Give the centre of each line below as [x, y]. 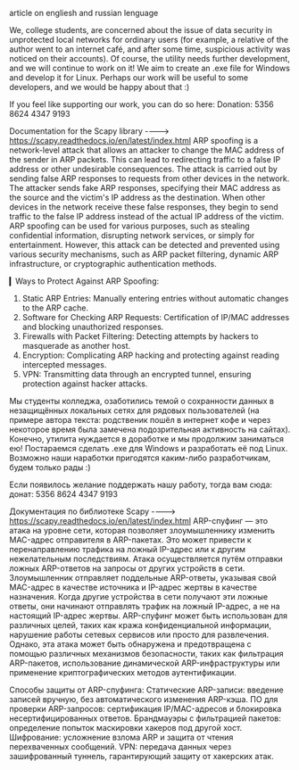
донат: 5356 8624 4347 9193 [64, 494]
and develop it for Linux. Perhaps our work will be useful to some [129, 78]
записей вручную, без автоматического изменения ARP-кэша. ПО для [144, 699]
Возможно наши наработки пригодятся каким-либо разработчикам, [140, 458]
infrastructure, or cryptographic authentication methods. [113, 264]
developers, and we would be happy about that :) [100, 87]
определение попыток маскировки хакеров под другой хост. [126, 728]
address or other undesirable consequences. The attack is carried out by [144, 169]
